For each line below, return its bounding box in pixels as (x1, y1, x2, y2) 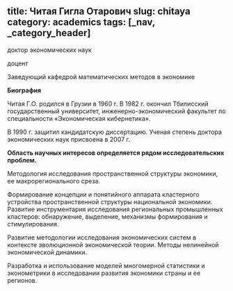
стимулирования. (7, 219, 59, 228)
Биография (7, 86, 42, 94)
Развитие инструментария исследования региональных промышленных (7, 205, 224, 213)
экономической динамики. (7, 248, 88, 256)
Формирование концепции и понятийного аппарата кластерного (7, 190, 200, 199)
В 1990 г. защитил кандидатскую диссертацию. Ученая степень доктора (7, 128, 223, 136)
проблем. (7, 156, 37, 164)
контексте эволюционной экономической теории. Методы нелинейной (7, 240, 219, 249)
